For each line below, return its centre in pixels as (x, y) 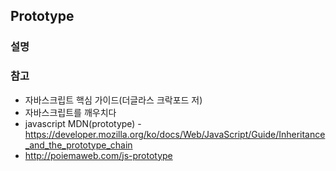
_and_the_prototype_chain (78, 145)
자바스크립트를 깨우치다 (70, 112)
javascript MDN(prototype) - (83, 123)
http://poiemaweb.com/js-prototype (98, 155)
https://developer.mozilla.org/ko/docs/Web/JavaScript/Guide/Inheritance (175, 134)
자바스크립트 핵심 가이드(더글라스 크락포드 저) (113, 100)
